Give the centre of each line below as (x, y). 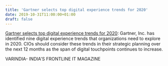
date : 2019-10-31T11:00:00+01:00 (40, 14)
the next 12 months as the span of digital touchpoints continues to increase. (84, 49)
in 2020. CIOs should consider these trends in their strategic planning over (83, 44)
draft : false (19, 19)
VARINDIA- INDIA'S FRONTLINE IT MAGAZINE (53, 59)
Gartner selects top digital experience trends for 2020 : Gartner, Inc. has (80, 33)
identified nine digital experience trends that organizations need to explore (83, 38)
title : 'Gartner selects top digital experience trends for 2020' (77, 10)
